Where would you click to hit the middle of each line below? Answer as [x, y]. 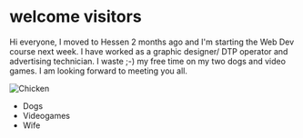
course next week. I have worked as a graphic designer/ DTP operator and [149, 51]
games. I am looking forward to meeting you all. [99, 71]
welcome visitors [76, 17]
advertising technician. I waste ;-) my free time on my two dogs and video [148, 61]
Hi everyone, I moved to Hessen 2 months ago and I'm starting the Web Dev [152, 42]
